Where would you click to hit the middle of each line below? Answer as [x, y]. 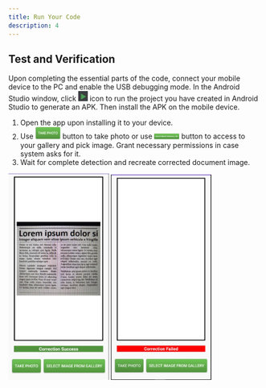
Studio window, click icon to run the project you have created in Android [133, 99]
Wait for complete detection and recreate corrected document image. [135, 162]
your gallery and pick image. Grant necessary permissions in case [129, 145]
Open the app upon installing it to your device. [96, 123]
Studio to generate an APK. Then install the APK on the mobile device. [124, 107]
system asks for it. [50, 154]
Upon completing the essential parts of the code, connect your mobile [125, 78]
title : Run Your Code [45, 17]
